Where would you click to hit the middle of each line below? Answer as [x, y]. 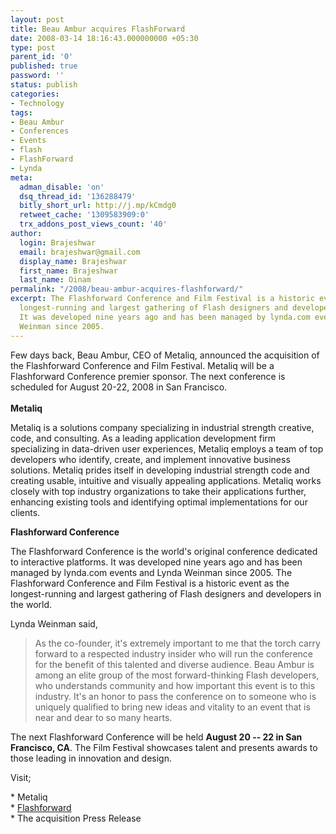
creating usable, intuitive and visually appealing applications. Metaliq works [166, 480]
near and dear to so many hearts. [103, 717]
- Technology [37, 103]
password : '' [37, 76]
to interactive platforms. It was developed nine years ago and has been [156, 562]
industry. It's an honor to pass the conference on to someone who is [175, 696]
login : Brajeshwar [58, 242]
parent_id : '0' [42, 57]
